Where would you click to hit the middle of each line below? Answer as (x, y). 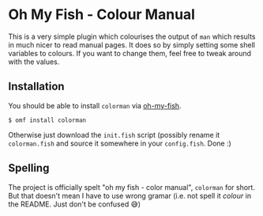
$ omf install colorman (47, 120)
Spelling (29, 168)
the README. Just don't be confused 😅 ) (74, 204)
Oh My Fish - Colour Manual (102, 15)
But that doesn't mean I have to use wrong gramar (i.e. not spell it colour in (130, 195)
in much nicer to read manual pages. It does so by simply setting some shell (131, 44)
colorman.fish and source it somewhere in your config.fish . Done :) (120, 143)
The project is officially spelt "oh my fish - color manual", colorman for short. (131, 187)
